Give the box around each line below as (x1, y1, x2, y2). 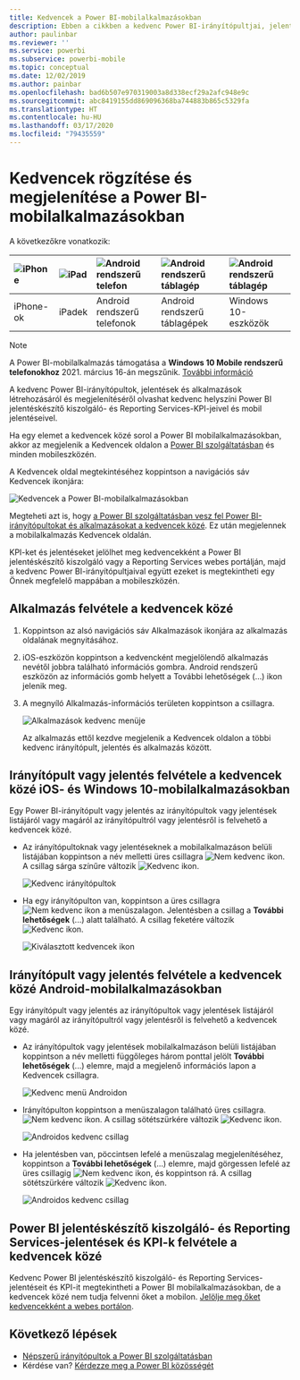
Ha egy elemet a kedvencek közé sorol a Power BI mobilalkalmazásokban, (9, 430, 282, 440)
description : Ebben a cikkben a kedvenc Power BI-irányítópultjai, (9, 21, 266, 30)
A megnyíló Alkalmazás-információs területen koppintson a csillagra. (21, 697, 275, 708)
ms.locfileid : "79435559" (9, 130, 105, 139)
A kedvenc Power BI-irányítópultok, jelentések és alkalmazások (9, 384, 243, 395)
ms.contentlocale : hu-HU (9, 113, 102, 122)
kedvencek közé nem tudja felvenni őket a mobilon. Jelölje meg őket (9, 1291, 261, 1302)
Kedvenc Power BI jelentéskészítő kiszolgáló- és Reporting (9, 1273, 226, 1283)
